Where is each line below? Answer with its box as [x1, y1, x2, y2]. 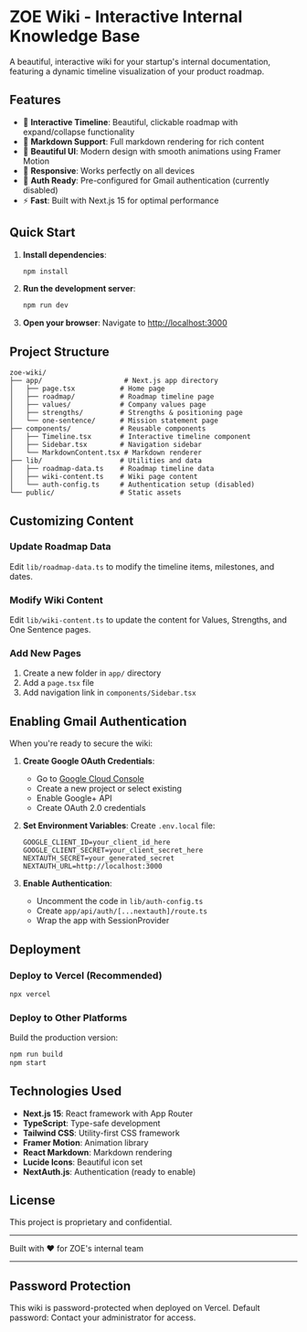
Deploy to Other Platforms [9, 1011, 128, 1024]
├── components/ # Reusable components [9, 424, 206, 433]
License [9, 1193, 56, 1209]
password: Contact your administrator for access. [9, 1312, 196, 1323]
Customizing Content [9, 513, 134, 528]
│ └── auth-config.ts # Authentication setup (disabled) [9, 480, 256, 490]
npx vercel [9, 989, 51, 998]
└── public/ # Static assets [9, 488, 182, 497]
